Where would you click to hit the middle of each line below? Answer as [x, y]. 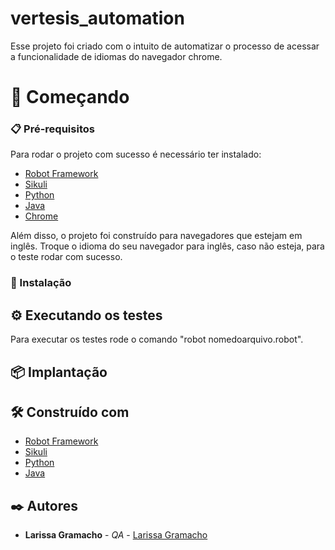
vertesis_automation [97, 18]
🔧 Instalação [41, 283]
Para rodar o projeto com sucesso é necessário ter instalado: [136, 154]
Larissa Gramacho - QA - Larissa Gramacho [116, 535]
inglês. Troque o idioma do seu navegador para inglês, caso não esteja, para [167, 246]
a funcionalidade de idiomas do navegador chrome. [116, 56]
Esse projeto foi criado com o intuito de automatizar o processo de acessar [165, 46]
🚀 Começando [70, 97]
